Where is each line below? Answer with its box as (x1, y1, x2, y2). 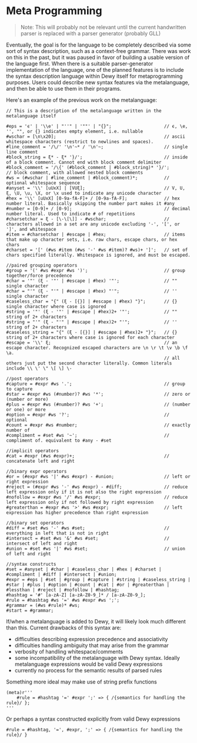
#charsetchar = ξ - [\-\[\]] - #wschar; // (6, 216, 169, 222)
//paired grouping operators (6, 262, 78, 268)
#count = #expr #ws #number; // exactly (6, 422, 191, 428)
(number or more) (6, 396, 49, 402)
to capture (6, 386, 33, 392)
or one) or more (6, 406, 46, 413)
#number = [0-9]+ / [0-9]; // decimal (6, 205, 191, 211)
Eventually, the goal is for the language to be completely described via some (6, 41, 192, 48)
